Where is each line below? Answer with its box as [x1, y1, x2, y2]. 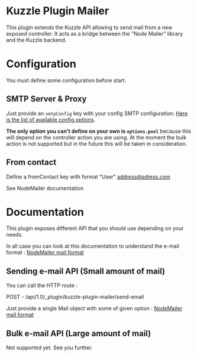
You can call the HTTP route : [6, 282, 78, 289]
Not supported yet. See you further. [6, 344, 93, 351]
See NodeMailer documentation [6, 184, 84, 192]
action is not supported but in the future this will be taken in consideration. [6, 140, 188, 147]
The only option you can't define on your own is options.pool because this [6, 128, 191, 135]
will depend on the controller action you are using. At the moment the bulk [6, 133, 187, 141]
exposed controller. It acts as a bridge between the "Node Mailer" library [6, 30, 183, 37]
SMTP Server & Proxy [6, 94, 87, 104]
